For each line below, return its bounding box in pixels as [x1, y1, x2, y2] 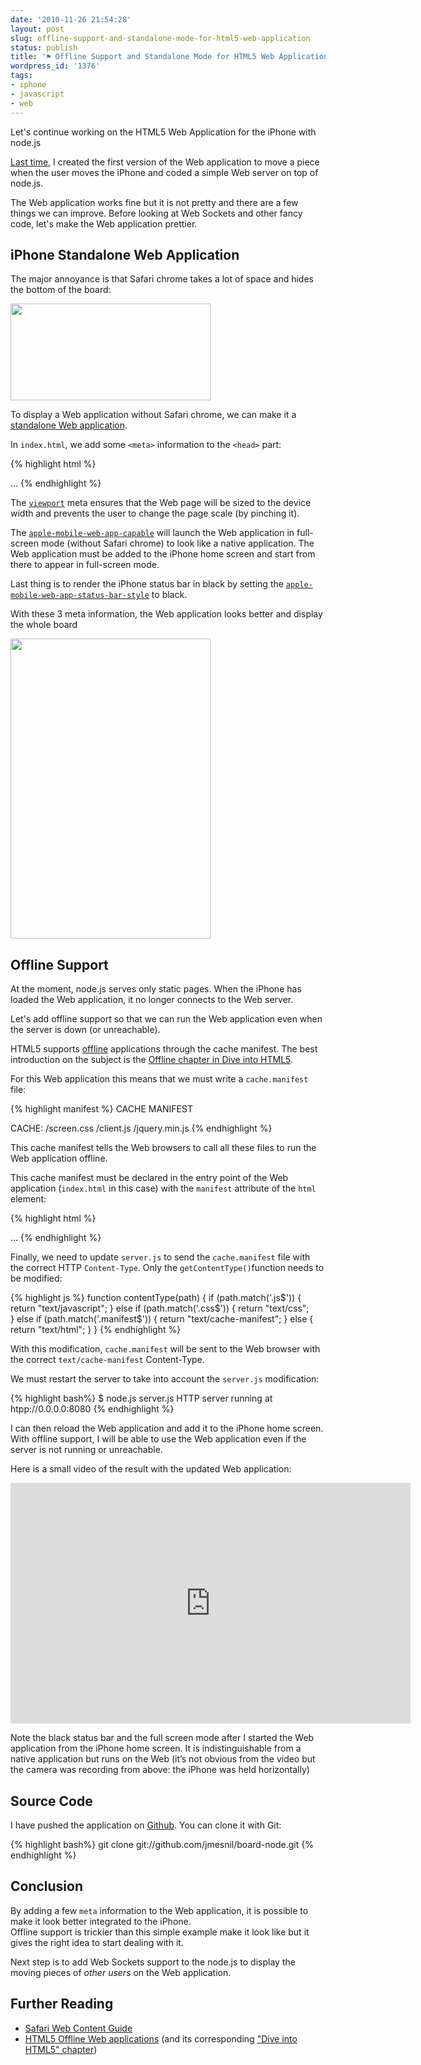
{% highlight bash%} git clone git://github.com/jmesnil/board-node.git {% [10, 1838, 314, 1850]
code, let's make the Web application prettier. [10, 217, 198, 230]
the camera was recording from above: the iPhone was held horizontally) [10, 1764, 310, 1776]
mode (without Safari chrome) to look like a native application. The [40, 537, 315, 550]
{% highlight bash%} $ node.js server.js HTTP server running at [10, 1392, 273, 1405]
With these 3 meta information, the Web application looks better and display [10, 608, 323, 620]
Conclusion [10, 1878, 84, 1895]
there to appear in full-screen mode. [10, 559, 160, 571]
